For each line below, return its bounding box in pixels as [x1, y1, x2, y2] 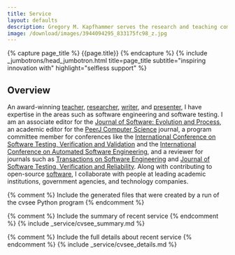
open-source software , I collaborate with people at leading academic [7, 170, 206, 179]
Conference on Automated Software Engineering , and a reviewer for [7, 148, 204, 156]
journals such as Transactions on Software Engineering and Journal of [7, 155, 210, 163]
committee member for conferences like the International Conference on [7, 132, 216, 141]
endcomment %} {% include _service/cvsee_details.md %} [7, 240, 177, 249]
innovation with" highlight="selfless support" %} [7, 64, 147, 72]
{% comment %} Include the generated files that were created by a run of [7, 191, 220, 200]
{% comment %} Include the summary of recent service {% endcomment [7, 212, 219, 221]
